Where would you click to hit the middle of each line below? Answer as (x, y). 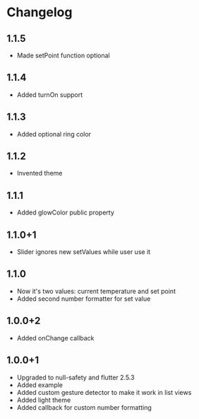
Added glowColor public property (65, 212)
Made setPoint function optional (63, 55)
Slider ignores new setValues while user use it (84, 252)
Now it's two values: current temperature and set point (96, 291)
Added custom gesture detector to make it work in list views (104, 392)
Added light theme (44, 400)
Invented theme (40, 173)
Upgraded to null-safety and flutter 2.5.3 (76, 377)
